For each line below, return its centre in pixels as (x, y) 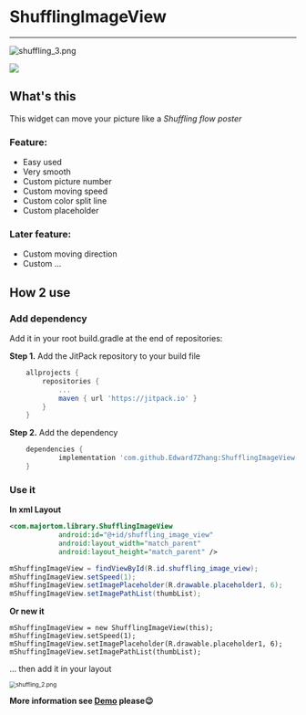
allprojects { (52, 373)
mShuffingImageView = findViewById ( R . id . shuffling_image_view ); (134, 568)
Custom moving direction (70, 254)
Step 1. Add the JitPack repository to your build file (105, 356)
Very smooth (46, 172)
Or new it (27, 611)
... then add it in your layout (61, 669)
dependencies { (55, 449)
